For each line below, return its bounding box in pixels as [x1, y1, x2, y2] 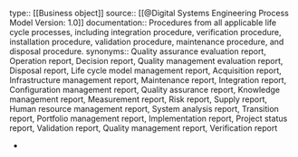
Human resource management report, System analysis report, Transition [9, 104, 279, 114]
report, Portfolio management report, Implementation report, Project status [9, 113, 288, 124]
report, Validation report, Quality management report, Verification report [9, 123, 278, 134]
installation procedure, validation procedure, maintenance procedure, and [9, 36, 284, 47]
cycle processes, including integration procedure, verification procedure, [9, 27, 283, 37]
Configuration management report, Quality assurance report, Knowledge [9, 85, 281, 95]
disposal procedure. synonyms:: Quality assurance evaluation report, [9, 46, 267, 57]
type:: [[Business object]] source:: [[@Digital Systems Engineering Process [9, 8, 290, 18]
